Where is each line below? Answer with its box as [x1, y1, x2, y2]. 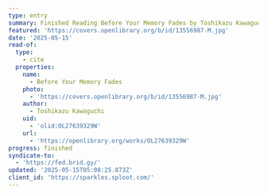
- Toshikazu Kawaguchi [29, 108, 105, 116]
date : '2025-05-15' [8, 33, 73, 42]
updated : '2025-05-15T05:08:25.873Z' [8, 166, 133, 174]
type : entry [8, 11, 48, 20]
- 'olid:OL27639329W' [29, 122, 102, 130]
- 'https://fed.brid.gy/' [15, 159, 102, 167]
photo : [22, 85, 44, 93]
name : [22, 70, 41, 78]
